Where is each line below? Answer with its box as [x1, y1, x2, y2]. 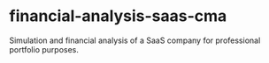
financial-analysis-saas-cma [9, 6, 227, 26]
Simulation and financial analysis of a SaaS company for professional [9, 35, 261, 45]
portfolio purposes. [9, 44, 80, 54]
